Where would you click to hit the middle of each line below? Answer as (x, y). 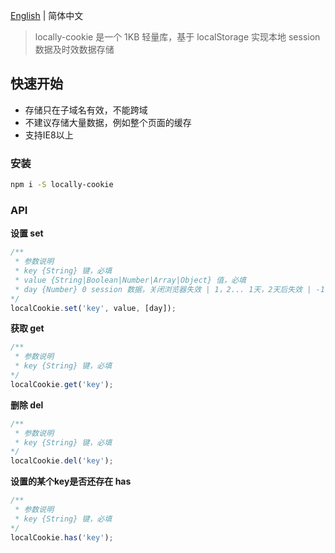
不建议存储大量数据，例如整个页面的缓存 (108, 122)
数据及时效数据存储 (74, 49)
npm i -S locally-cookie (62, 185)
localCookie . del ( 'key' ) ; (62, 461)
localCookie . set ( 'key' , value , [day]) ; (93, 308)
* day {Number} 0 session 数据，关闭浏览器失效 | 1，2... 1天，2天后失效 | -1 (169, 289)
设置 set (27, 233)
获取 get (27, 328)
